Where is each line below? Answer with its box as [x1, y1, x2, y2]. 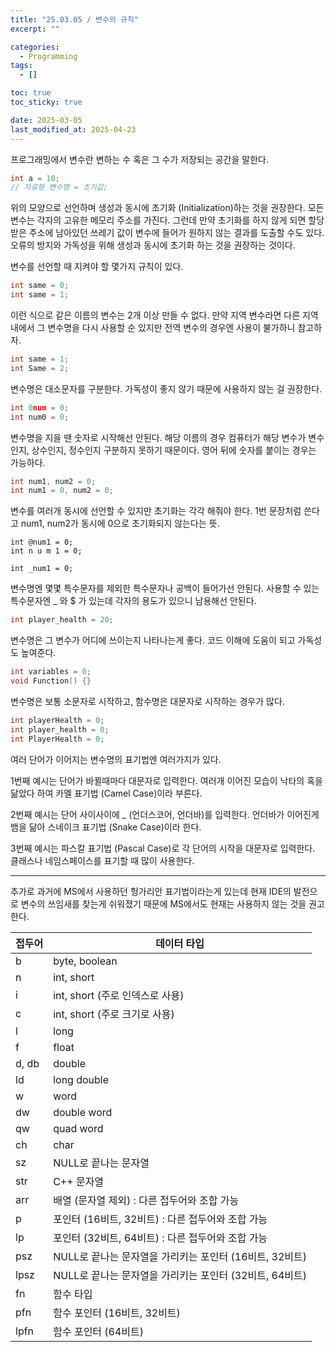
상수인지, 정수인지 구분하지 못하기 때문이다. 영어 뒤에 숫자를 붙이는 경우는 [31, 444, 317, 456]
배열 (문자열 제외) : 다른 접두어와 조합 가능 [53, 1193, 240, 1207]
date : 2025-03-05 [10, 115, 83, 125]
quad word [53, 1121, 104, 1135]
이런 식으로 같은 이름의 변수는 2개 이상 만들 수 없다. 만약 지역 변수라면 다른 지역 [10, 309, 319, 321]
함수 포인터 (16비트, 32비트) [53, 1306, 181, 1320]
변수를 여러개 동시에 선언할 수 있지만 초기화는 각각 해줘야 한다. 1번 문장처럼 [10, 505, 302, 517]
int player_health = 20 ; [10, 615, 114, 625]
